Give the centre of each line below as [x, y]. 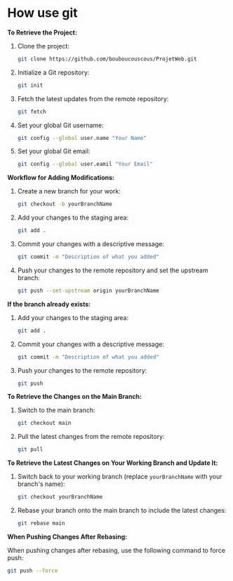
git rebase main [41, 523]
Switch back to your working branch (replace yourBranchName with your [120, 477]
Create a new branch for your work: [69, 191]
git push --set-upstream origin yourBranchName [88, 290]
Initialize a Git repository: [53, 72]
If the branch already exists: [49, 304]
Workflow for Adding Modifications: [61, 178]
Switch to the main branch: [56, 410]
